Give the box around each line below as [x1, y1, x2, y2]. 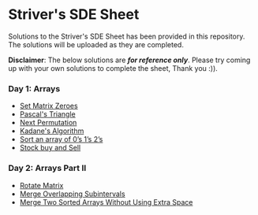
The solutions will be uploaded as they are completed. [8, 39, 184, 49]
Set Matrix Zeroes [19, 101, 78, 111]
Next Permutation [19, 118, 77, 128]
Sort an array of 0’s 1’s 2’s [19, 135, 103, 144]
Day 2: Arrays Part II [8, 163, 87, 174]
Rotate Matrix [19, 180, 64, 190]
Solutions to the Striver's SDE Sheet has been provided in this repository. [8, 32, 245, 41]
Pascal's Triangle [19, 109, 77, 119]
